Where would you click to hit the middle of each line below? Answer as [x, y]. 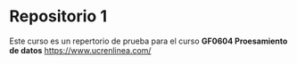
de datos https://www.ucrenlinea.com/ [80, 50]
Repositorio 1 [58, 16]
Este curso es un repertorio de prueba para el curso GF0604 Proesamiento [148, 41]
